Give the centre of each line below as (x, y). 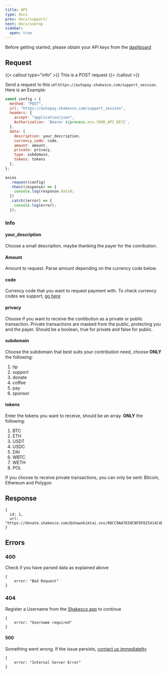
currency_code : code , (36, 141)
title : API (16, 10)
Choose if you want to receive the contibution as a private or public (74, 319)
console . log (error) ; (35, 206)
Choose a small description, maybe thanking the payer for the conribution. (81, 245)
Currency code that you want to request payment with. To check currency (81, 291)
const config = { (23, 99)
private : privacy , (33, 150)
